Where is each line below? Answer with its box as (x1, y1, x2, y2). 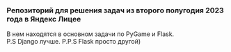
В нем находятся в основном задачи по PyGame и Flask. (6, 30, 175, 38)
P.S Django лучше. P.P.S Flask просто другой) (6, 37, 141, 46)
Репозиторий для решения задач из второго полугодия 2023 (6, 6, 224, 15)
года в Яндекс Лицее (6, 14, 81, 24)
